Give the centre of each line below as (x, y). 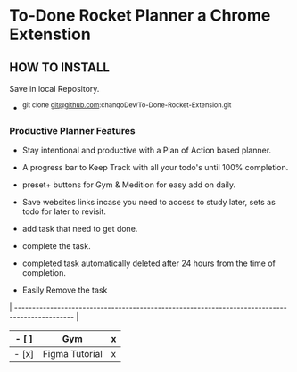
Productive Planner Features (72, 130)
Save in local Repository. (54, 89)
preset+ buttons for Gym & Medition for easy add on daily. (129, 185)
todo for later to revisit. (64, 211)
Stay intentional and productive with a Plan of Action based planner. (147, 150)
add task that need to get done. (80, 228)
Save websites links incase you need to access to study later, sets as (149, 202)
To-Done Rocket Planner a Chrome (140, 16)
